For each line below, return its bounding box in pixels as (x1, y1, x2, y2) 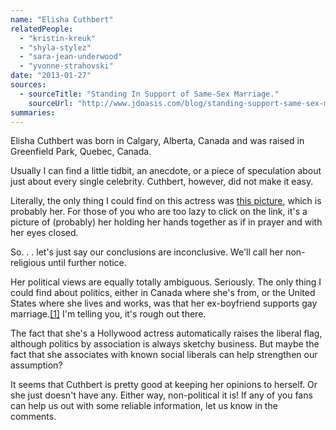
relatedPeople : (10, 24, 74, 34)
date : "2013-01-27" (10, 71, 92, 81)
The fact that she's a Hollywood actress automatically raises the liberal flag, (10, 327, 323, 340)
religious (10, 257, 47, 269)
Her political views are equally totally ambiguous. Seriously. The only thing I (10, 276, 322, 288)
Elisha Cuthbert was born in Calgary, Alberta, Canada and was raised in (10, 135, 305, 147)
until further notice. (47, 257, 127, 269)
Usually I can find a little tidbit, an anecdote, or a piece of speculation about (10, 165, 322, 177)
